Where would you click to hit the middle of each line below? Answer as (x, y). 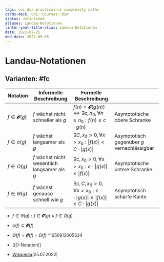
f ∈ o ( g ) (17, 142)
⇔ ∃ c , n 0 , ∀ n (88, 113)
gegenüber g (129, 142)
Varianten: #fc (27, 79)
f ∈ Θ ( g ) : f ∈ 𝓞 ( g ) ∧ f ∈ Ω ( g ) (42, 216)
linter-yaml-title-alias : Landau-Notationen (51, 28)
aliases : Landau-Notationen (34, 23)
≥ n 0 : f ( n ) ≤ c (90, 121)
